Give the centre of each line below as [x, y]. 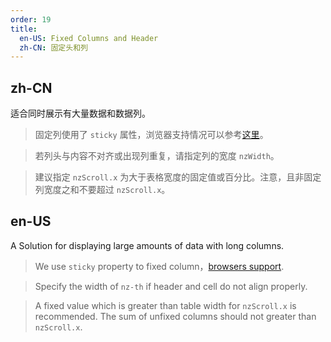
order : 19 [31, 19]
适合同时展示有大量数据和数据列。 [80, 113]
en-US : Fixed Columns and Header [89, 38]
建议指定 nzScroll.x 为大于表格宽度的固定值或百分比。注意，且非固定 [178, 177]
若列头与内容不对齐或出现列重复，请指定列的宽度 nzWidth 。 [157, 156]
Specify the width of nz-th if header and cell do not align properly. [171, 286]
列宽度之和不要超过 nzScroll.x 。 [102, 190]
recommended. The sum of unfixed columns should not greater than [175, 316]
